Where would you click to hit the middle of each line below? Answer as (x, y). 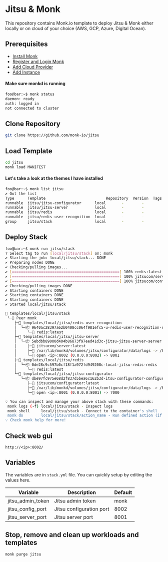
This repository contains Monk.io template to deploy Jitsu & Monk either (79, 23)
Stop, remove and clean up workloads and (72, 535)
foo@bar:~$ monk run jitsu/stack (40, 249)
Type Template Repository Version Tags (84, 198)
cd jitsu (14, 162)
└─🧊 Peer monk (22, 318)
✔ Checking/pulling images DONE (39, 286)
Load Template (29, 151)
